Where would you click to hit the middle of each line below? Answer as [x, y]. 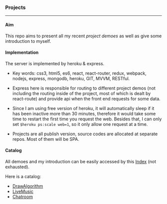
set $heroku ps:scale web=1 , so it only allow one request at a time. [80, 124]
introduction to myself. [28, 41]
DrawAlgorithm [28, 186]
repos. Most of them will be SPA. [46, 139]
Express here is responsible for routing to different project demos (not [84, 88]
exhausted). [17, 167]
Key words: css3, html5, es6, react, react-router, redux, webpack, [79, 73]
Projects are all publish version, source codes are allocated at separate [85, 134]
